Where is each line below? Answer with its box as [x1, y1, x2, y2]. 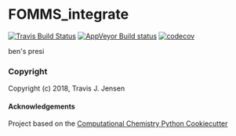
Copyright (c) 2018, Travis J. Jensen [8, 84, 125, 93]
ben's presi [8, 46, 45, 55]
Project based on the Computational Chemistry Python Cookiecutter [8, 119, 228, 128]
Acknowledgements [8, 102, 76, 111]
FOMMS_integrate [8, 5, 129, 23]
